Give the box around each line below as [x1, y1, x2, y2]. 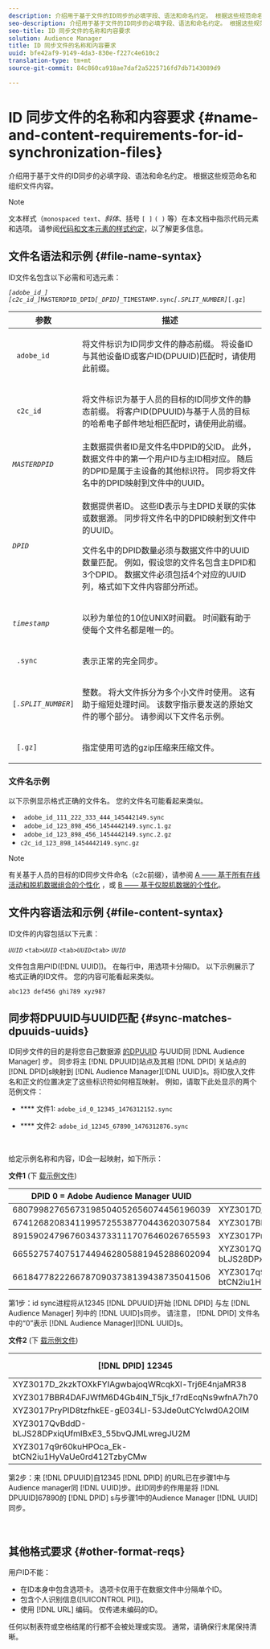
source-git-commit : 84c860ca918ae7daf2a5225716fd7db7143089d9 [8, 64, 221, 72]
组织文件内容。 [8, 180, 58, 190]
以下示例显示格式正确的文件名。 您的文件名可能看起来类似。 [8, 796, 207, 805]
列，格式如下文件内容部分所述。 [81, 581, 203, 592]
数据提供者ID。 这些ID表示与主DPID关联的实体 [81, 500, 256, 511]
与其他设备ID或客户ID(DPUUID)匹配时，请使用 [81, 350, 256, 362]
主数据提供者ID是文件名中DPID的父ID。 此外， [81, 440, 256, 452]
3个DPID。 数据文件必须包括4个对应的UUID [81, 568, 247, 580]
